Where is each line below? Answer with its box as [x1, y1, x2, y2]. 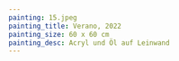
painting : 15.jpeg [8, 13, 77, 22]
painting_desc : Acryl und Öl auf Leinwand [8, 38, 170, 48]
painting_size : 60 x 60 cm [8, 30, 110, 39]
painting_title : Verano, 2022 [8, 22, 122, 30]
